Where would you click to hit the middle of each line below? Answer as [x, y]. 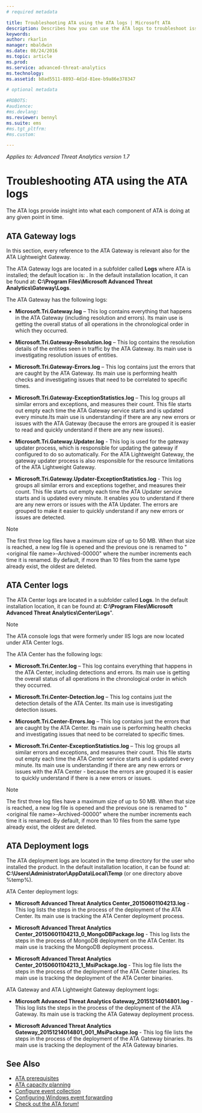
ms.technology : [25, 73]
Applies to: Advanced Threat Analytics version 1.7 [68, 157]
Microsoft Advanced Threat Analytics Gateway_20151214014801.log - [104, 1001]
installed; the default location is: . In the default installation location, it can [97, 275]
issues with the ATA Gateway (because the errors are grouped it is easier [105, 423]
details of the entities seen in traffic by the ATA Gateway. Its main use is [103, 349]
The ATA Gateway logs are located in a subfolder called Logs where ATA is [99, 269]
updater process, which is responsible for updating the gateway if [96, 448]
